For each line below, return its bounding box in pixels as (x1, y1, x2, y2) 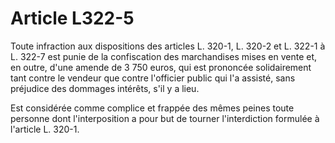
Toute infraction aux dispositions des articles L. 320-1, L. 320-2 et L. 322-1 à (10, 40, 326, 52)
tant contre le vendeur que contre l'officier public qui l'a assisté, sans (10, 72, 296, 84)
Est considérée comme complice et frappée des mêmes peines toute (10, 102, 295, 114)
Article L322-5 (10, 7, 135, 30)
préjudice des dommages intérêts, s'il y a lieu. (10, 82, 200, 94)
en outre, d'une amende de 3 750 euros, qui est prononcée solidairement (10, 61, 312, 73)
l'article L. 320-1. (10, 123, 80, 135)
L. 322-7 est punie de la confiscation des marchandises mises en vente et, (10, 50, 318, 62)
